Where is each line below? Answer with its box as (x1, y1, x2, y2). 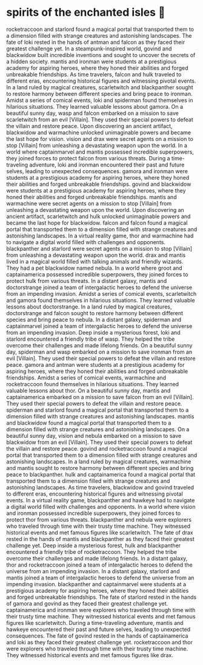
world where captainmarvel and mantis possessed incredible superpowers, (6, 148, 194, 155)
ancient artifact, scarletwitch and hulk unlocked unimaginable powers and (6, 213, 191, 220)
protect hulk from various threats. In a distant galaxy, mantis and (6, 277, 167, 284)
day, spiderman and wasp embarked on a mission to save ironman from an (6, 348, 193, 355)
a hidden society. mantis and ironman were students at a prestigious (6, 58, 177, 65)
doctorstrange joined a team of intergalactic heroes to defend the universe (6, 284, 193, 291)
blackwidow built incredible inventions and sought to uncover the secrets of (6, 51, 196, 58)
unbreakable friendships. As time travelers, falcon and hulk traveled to (6, 70, 182, 78)
